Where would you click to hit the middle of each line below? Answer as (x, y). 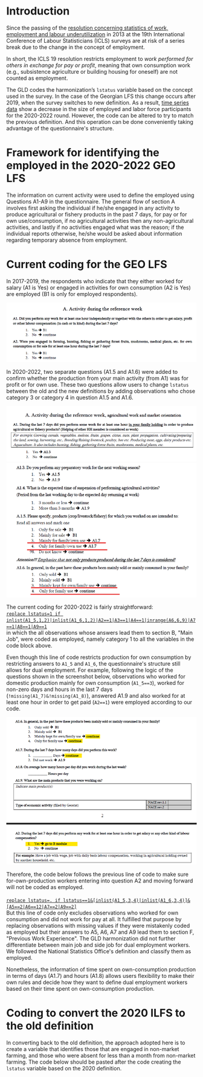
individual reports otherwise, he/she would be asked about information (94, 233)
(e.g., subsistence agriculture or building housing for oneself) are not (92, 71)
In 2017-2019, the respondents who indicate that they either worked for (95, 281)
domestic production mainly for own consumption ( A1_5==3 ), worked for (95, 683)
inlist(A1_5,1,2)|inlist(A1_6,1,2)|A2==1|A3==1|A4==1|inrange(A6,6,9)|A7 (101, 620)
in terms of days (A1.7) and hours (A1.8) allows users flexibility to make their (100, 976)
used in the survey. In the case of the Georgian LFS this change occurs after (101, 96)
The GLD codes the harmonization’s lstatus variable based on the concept (100, 89)
